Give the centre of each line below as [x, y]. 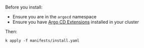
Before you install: [24, 7]
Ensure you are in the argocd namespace [54, 17]
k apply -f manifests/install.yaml [42, 41]
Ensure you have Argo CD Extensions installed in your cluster [76, 22]
